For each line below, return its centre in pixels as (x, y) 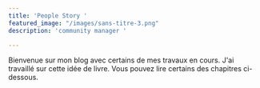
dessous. (23, 78)
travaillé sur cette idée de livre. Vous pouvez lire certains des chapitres (125, 69)
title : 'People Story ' (48, 16)
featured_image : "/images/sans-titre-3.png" (84, 23)
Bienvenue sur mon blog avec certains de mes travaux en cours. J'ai (121, 60)
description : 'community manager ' (68, 30)
